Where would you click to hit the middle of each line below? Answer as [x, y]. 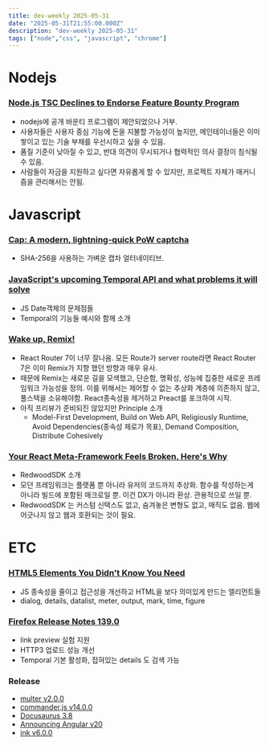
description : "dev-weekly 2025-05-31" [73, 31]
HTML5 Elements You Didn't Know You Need [97, 573]
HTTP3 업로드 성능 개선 [57, 649]
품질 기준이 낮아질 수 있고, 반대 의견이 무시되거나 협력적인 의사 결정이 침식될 [139, 151]
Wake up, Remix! [42, 340]
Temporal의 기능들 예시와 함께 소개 [75, 318]
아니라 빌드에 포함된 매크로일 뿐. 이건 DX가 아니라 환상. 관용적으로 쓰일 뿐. [136, 495]
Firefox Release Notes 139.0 [64, 621]
